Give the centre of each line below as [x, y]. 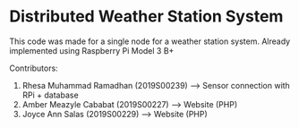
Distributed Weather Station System [146, 17]
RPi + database [50, 95]
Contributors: [34, 68]
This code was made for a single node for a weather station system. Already [150, 41]
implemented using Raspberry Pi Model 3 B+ [92, 50]
